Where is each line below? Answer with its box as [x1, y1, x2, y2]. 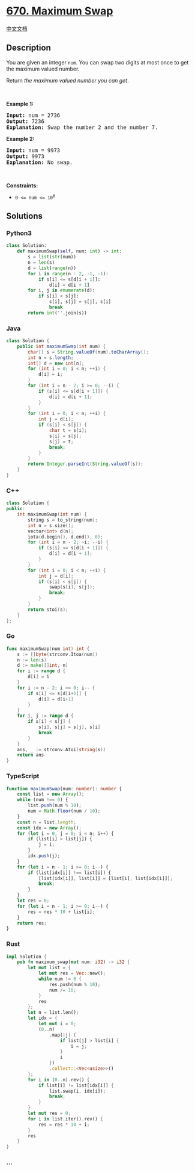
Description [6, 43, 51, 53]
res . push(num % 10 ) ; [49, 981, 101, 987]
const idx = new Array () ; [17, 825, 82, 831]
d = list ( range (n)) [28, 265, 77, 271]
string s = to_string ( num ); [28, 517, 98, 523]
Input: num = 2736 [6, 111, 61, 119]
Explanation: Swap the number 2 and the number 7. [6, 123, 158, 131]
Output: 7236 [6, 117, 45, 125]
